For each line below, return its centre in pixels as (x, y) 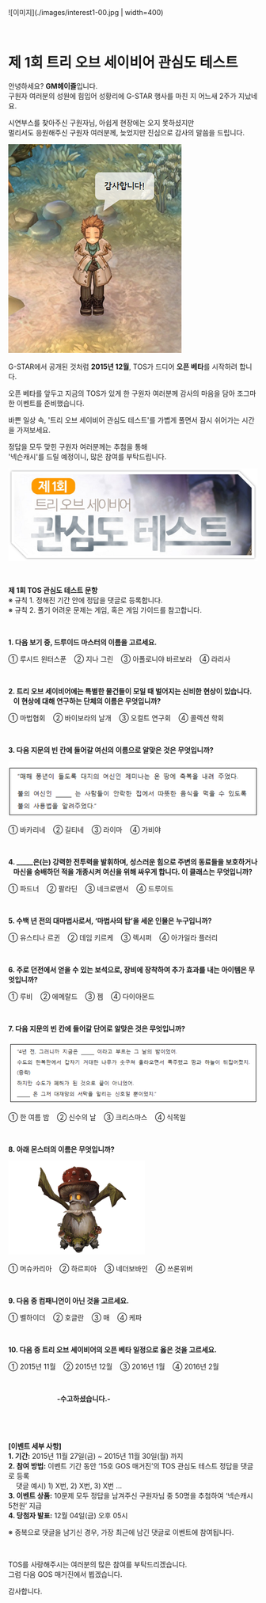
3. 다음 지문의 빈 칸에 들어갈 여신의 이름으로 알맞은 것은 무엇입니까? (111, 750)
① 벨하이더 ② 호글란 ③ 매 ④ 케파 (75, 1318)
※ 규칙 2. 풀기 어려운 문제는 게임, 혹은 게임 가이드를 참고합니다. (105, 610)
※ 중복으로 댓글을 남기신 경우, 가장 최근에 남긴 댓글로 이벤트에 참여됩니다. (121, 1533)
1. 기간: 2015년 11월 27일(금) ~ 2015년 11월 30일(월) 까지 (96, 1457)
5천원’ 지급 (25, 1506)
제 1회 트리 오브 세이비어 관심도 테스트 (123, 63)
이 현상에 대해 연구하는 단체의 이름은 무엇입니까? (87, 701)
